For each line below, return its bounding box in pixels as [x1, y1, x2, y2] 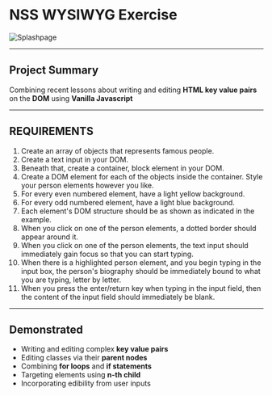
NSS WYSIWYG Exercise [9, 6, 178, 24]
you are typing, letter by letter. [20, 275, 122, 284]
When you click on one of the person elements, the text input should [20, 240, 249, 250]
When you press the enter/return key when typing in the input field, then [20, 283, 262, 293]
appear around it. [20, 232, 79, 242]
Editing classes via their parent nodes [20, 353, 148, 363]
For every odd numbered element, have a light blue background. [20, 197, 235, 207]
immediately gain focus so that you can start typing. [20, 249, 195, 259]
